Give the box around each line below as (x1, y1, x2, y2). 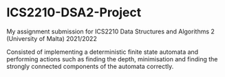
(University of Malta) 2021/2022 (6, 34, 97, 42)
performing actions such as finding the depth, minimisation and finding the (6, 55, 218, 63)
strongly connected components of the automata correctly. (6, 62, 174, 70)
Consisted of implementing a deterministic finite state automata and (6, 48, 199, 56)
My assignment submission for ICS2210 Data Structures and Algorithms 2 (6, 27, 215, 35)
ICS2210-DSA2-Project (6, 5, 142, 20)
